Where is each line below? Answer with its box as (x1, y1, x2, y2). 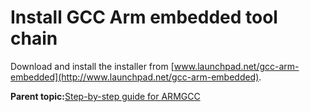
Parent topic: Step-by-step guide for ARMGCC (10, 90, 201, 102)
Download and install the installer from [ (10, 60, 175, 72)
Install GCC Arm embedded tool (10, 6, 278, 29)
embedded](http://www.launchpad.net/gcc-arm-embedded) (10, 71, 260, 83)
